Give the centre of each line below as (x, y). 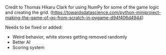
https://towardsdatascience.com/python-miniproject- (107, 12)
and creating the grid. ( (29, 12)
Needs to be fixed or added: (34, 27)
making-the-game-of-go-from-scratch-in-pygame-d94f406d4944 (74, 18)
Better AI (21, 42)
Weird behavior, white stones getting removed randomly (70, 37)
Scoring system (28, 47)
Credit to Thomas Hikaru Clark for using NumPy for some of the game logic (82, 7)
